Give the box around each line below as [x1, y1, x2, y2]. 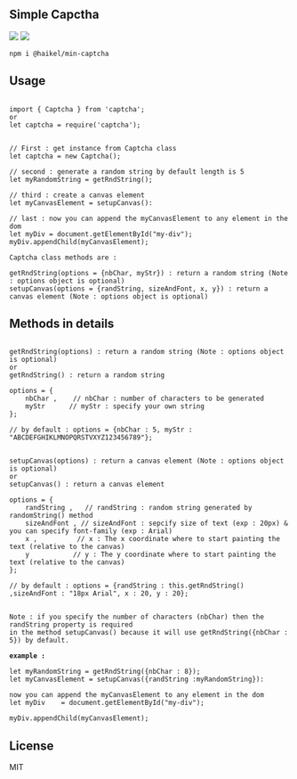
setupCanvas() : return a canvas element [9, 480, 165, 489]
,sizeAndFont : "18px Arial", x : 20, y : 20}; [9, 589, 189, 598]
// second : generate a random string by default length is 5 [9, 167, 245, 176]
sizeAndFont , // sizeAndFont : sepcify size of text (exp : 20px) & [25, 519, 289, 529]
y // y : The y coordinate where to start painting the [25, 550, 277, 560]
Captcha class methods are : [9, 253, 117, 262]
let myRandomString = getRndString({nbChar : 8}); [9, 668, 201, 676]
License [9, 738, 54, 753]
